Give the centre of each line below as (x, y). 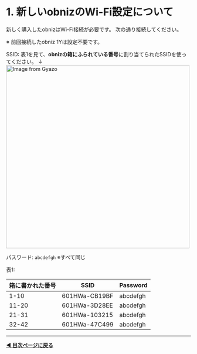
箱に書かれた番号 (33, 285)
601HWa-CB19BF (88, 295)
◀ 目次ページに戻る (30, 345)
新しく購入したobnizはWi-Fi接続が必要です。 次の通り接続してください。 (94, 29)
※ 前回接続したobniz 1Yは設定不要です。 (54, 42)
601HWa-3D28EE (87, 305)
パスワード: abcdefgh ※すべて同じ (46, 257)
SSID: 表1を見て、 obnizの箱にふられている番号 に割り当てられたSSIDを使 (94, 54)
